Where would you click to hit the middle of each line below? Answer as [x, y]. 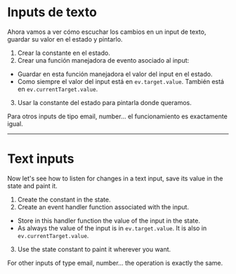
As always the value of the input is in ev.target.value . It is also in [112, 228]
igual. [15, 123]
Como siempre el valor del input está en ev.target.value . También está [121, 81]
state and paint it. [32, 186]
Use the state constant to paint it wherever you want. [94, 249]
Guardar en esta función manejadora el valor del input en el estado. [115, 74]
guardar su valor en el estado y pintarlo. [65, 39]
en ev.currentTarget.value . [58, 89]
